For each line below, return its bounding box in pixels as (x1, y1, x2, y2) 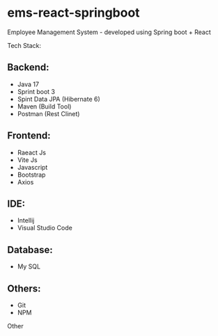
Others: (7, 282, 41, 294)
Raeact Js (17, 148, 47, 157)
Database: (7, 243, 54, 255)
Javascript (17, 163, 48, 171)
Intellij (17, 216, 35, 225)
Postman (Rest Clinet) (17, 109, 80, 118)
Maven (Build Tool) (17, 102, 72, 111)
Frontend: (7, 130, 51, 142)
